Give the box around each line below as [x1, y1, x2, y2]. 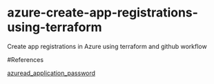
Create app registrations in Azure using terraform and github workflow [7, 42, 207, 50]
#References [7, 55, 43, 63]
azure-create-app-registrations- [7, 5, 199, 21]
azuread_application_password [7, 69, 95, 77]
